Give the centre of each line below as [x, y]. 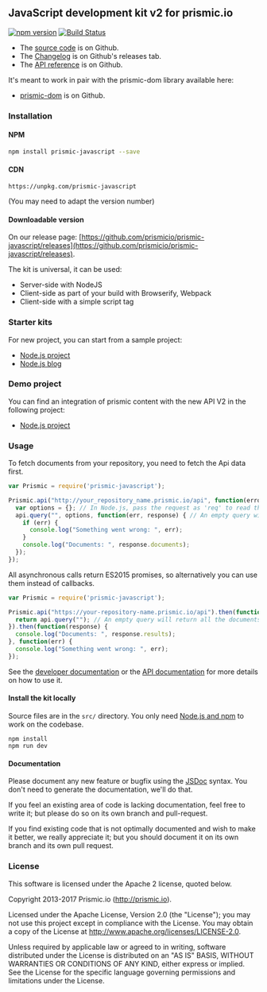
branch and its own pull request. [61, 846]
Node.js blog [41, 363]
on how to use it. [35, 680]
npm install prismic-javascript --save [74, 151]
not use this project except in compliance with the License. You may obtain [131, 923]
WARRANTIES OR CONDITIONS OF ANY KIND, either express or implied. [126, 963]
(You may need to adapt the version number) [81, 201]
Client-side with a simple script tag [77, 302]
